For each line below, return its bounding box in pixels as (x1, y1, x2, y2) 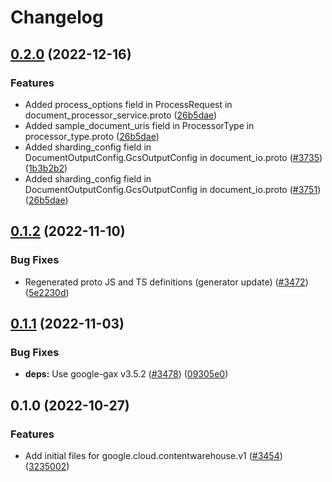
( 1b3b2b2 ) (24, 162, 68, 174)
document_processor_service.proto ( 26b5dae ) (24, 109, 218, 121)
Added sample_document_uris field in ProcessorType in (24, 119, 255, 131)
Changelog (10, 6, 104, 29)
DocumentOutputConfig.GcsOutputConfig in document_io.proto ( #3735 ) (24, 151, 323, 163)
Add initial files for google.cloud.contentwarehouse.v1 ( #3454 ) (24, 449, 283, 461)
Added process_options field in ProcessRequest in (24, 98, 233, 110)
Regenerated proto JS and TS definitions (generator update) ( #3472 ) (24, 276, 309, 288)
